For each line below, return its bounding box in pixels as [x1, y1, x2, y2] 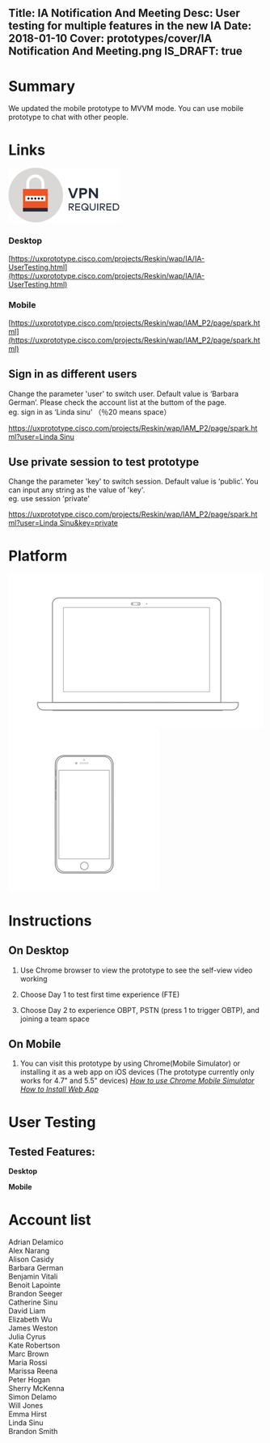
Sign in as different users [8, 368, 137, 381]
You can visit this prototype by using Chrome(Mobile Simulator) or [19, 1058, 241, 1068]
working [19, 973, 48, 983]
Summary [8, 77, 75, 96]
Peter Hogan [8, 1375, 51, 1385]
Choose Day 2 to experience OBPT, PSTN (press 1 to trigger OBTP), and [19, 1005, 260, 1015]
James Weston [8, 1323, 58, 1333]
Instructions [8, 911, 92, 930]
